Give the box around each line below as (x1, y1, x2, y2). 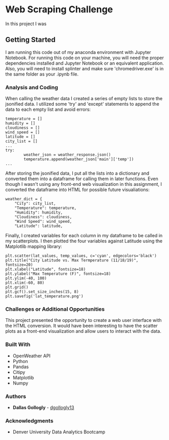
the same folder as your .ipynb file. (5, 71, 79, 77)
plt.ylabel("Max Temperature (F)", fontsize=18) (5, 271, 111, 277)
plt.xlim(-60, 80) (5, 280, 45, 285)
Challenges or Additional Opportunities (5, 305, 105, 313)
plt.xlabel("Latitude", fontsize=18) (5, 267, 86, 272)
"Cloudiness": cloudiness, (14, 215, 72, 220)
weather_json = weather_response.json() (24, 152, 111, 158)
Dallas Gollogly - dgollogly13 (12, 404, 74, 410)
